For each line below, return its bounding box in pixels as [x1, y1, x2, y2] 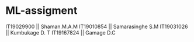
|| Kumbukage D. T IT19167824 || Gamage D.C [5, 29, 116, 36]
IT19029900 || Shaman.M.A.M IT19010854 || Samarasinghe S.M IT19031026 [5, 23, 188, 30]
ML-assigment [5, 4, 78, 17]
